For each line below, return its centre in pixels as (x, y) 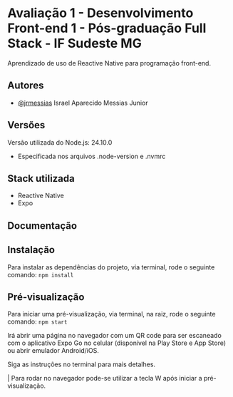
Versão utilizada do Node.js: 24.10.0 (60, 142)
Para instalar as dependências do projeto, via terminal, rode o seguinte (111, 267)
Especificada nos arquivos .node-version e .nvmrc (92, 156)
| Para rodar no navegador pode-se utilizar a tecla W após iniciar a (105, 378)
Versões (26, 125)
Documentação (42, 226)
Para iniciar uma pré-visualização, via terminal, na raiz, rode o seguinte (112, 314)
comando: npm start (37, 321)
